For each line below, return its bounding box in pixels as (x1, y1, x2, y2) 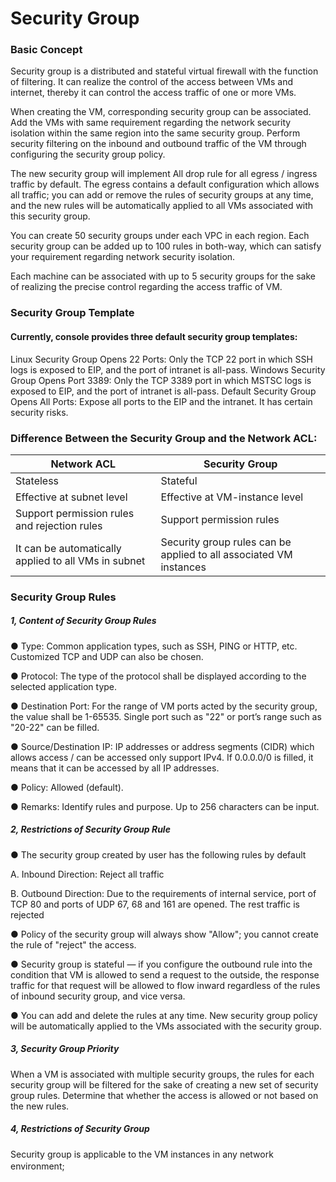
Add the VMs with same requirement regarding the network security (10, 117, 292, 129)
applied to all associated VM (160, 547, 293, 561)
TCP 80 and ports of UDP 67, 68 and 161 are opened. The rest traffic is (10, 898, 300, 910)
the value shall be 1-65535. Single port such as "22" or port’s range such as (10, 710, 322, 722)
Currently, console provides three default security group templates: (10, 331, 298, 342)
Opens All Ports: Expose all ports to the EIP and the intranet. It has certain (10, 395, 313, 407)
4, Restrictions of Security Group (10, 1123, 150, 1135)
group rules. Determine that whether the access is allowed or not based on (10, 1089, 319, 1101)
